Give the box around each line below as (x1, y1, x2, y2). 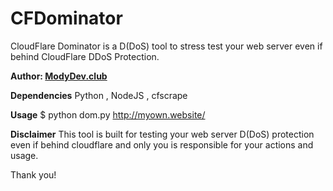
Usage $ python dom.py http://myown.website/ (10, 108, 206, 121)
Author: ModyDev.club (10, 70, 108, 82)
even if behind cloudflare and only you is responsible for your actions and (10, 138, 314, 151)
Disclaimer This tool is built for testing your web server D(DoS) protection (10, 128, 315, 140)
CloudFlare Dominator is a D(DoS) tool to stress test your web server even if (10, 40, 323, 52)
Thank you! (10, 168, 57, 181)
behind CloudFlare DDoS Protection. (10, 50, 160, 62)
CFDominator (10, 7, 123, 30)
